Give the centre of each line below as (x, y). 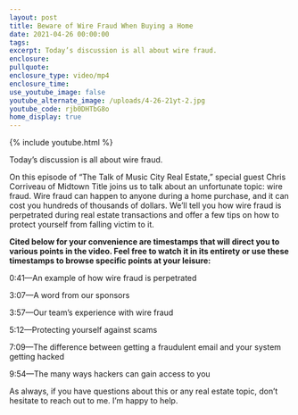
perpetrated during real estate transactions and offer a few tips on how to (144, 215)
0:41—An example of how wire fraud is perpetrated (103, 278)
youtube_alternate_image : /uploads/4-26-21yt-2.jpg (107, 100)
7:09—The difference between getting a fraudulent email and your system (145, 347)
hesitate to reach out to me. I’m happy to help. (94, 401)
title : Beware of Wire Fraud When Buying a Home (101, 26)
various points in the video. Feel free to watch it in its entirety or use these (149, 252)
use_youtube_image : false (57, 92)
